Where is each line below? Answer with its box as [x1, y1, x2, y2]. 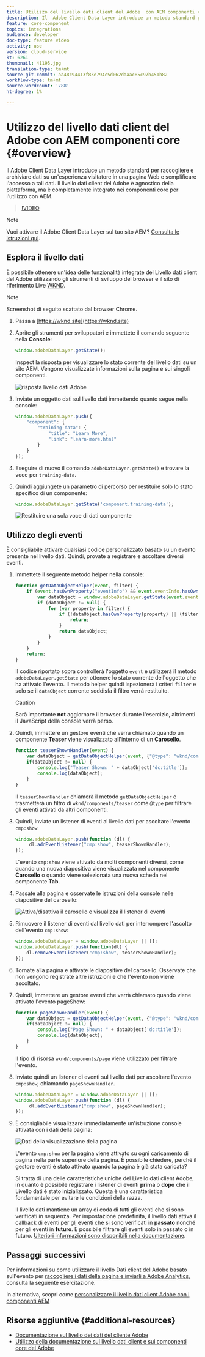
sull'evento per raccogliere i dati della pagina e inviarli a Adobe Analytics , [6, 1273, 190, 1280]
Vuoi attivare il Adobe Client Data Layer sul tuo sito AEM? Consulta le [6, 228, 180, 236]
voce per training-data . [15, 470, 76, 478]
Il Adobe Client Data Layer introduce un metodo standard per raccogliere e [6, 166, 194, 174]
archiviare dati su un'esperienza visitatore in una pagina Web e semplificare [6, 173, 197, 180]
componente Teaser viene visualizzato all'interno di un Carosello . [15, 735, 181, 743]
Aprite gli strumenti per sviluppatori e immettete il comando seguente [15, 329, 190, 336]
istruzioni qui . [6, 234, 41, 242]
